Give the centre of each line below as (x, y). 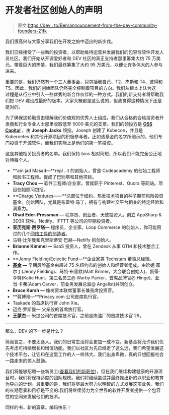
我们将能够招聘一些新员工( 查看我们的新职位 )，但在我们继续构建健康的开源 (82, 371)
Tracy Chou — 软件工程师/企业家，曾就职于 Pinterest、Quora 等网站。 (86, 183)
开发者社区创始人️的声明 (54, 10)
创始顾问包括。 (32, 189)
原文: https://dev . (35, 25)
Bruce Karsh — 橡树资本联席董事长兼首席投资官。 (64, 290)
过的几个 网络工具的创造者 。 (41, 233)
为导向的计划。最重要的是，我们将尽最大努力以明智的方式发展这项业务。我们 (84, 384)
